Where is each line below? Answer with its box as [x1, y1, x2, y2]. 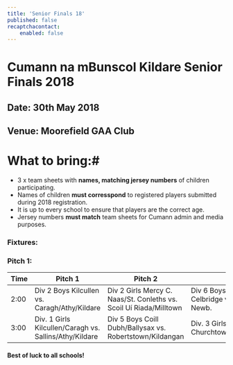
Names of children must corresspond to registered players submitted [17, 191, 217, 199]
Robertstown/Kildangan [107, 332, 184, 341]
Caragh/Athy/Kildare [34, 303, 101, 313]
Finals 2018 [7, 74, 75, 90]
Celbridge [190, 294, 223, 304]
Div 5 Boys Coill [107, 314, 159, 324]
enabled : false [19, 29, 64, 37]
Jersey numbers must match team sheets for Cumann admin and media [17, 213, 224, 221]
